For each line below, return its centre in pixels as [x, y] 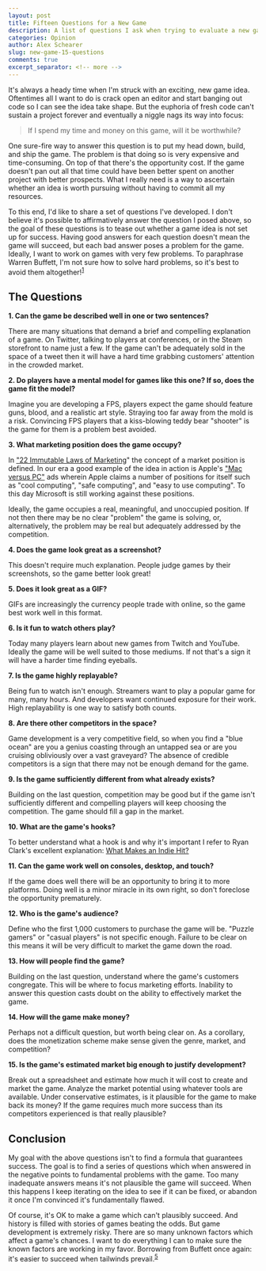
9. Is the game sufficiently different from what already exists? [112, 779]
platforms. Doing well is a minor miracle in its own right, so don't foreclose [129, 890]
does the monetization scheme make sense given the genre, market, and [127, 1041]
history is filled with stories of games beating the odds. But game [114, 1224]
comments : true [33, 60]
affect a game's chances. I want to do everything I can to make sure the [125, 1241]
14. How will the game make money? [69, 1017]
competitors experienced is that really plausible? [87, 1114]
